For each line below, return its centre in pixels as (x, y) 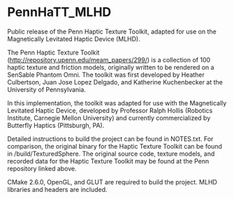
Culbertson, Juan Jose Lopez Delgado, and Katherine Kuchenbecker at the (115, 82)
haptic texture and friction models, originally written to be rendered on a (111, 67)
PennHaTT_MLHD (59, 12)
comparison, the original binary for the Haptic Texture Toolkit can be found (115, 146)
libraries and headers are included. (57, 189)
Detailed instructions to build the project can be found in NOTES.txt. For (110, 139)
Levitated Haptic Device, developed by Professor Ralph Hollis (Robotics (110, 110)
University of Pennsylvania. (46, 89)
